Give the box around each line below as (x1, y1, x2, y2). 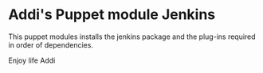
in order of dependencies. (8, 40, 94, 49)
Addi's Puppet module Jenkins (8, 6, 216, 24)
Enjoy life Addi (8, 56, 56, 65)
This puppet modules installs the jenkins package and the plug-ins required (8, 32, 257, 41)
